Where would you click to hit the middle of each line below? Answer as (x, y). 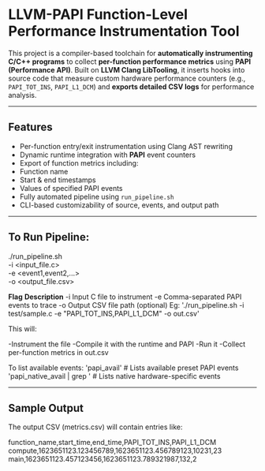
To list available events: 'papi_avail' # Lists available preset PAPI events (123, 368)
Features (30, 127)
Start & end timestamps (58, 180)
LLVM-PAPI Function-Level (98, 15)
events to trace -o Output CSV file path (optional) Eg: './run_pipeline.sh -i (126, 305)
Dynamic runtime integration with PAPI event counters (107, 155)
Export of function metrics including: (79, 163)
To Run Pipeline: (49, 237)
